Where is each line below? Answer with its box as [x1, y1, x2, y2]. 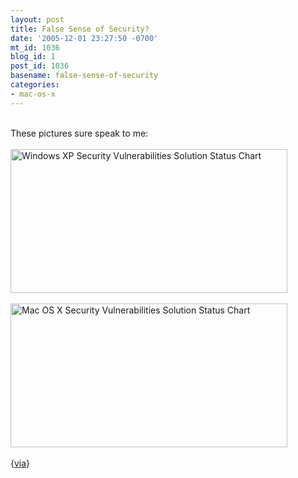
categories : [10, 80, 60, 90]
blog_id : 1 [10, 52, 56, 62]
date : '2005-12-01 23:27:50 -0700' [10, 33, 159, 43]
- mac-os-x [10, 89, 56, 99]
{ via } [10, 457, 31, 469]
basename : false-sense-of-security [10, 71, 159, 81]
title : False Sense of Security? [10, 24, 150, 34]
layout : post [10, 14, 65, 25]
